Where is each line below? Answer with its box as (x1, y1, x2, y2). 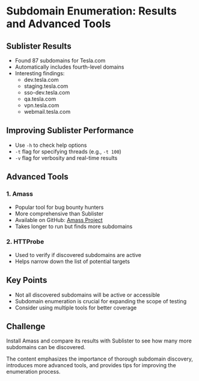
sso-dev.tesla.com (23, 89, 70, 96)
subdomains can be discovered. (6, 344, 86, 351)
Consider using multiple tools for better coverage (14, 304, 137, 311)
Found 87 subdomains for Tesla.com (14, 57, 106, 64)
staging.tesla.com (23, 82, 69, 90)
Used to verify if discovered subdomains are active (14, 251, 141, 258)
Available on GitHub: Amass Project (14, 216, 103, 223)
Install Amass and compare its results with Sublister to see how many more (6, 337, 192, 344)
